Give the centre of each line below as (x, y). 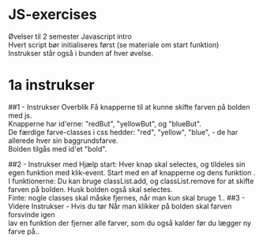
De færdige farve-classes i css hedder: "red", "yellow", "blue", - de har (123, 132)
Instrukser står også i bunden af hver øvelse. (81, 53)
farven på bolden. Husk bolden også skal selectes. (90, 189)
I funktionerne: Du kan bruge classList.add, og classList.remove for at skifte (131, 181)
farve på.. (24, 231)
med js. (20, 115)
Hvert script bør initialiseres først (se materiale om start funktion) (114, 44)
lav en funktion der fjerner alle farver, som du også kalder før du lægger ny (130, 223)
